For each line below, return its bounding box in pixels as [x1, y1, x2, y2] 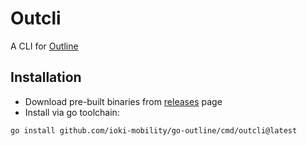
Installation [10, 69, 82, 86]
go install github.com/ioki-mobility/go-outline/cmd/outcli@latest [10, 125, 298, 136]
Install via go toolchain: [24, 106, 120, 118]
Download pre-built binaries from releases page [24, 95, 223, 107]
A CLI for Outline [10, 40, 79, 52]
